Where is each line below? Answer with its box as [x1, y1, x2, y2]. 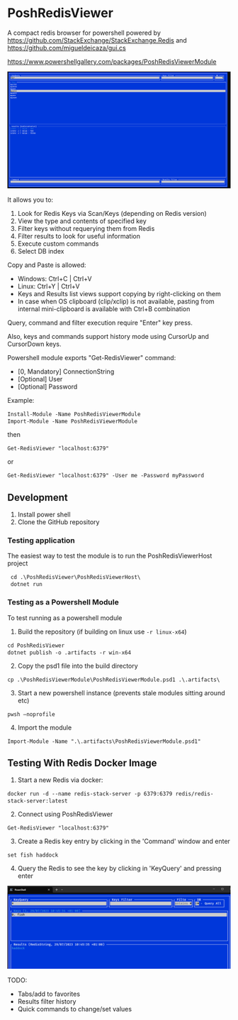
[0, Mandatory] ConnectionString [17, 367, 115, 376]
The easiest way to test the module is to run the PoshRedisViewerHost [7, 552, 212, 560]
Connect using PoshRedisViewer [17, 810, 113, 818]
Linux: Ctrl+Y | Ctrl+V [17, 282, 80, 291]
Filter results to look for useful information [17, 232, 140, 241]
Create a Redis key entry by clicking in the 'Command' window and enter [17, 837, 230, 846]
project [7, 559, 28, 568]
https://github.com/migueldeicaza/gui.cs [7, 43, 126, 52]
